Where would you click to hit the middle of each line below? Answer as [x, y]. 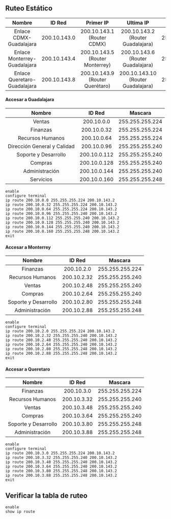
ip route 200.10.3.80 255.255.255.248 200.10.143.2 [61, 471]
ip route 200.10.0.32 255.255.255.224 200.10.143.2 [61, 205]
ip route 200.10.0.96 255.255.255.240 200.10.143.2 [61, 214]
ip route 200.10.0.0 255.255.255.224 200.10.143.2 [60, 200]
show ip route [20, 512]
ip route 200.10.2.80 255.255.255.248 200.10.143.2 [61, 349]
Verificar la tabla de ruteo [46, 495]
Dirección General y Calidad [41, 146]
